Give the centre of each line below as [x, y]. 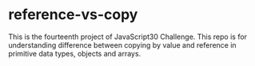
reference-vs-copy [73, 15]
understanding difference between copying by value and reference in [123, 45]
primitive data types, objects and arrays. [75, 53]
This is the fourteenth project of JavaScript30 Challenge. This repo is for [128, 37]
